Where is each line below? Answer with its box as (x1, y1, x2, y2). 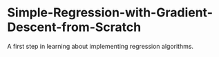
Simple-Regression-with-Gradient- (7, 5, 213, 21)
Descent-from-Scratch (7, 19, 142, 35)
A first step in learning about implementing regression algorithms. (7, 42, 194, 50)
